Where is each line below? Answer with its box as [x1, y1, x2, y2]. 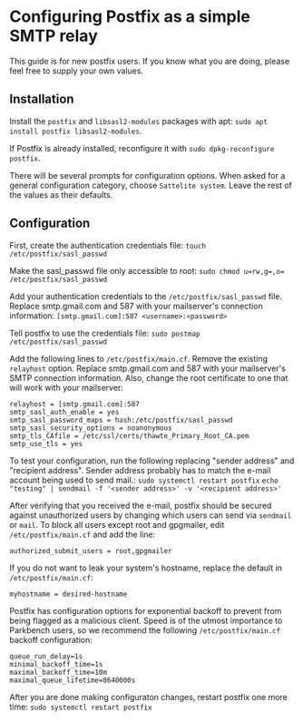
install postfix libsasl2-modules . [9, 125, 142, 136]
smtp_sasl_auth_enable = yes [9, 407, 120, 416]
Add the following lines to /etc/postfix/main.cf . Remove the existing [9, 353, 269, 364]
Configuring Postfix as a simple [9, 6, 251, 27]
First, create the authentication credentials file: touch [9, 239, 207, 250]
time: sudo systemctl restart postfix [9, 701, 152, 712]
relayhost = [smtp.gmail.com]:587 [9, 399, 141, 409]
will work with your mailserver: [9, 382, 124, 393]
